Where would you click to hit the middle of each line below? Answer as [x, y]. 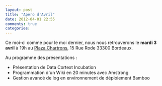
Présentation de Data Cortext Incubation [54, 67]
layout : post [19, 10]
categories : [18, 28]
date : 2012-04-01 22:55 [30, 19]
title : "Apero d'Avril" [30, 14]
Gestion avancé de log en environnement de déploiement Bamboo [81, 78]
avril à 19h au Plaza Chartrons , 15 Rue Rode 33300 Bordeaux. [69, 48]
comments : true [21, 24]
